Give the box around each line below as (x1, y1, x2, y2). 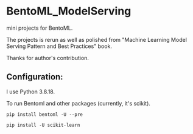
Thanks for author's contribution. (6, 54, 89, 61)
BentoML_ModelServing (6, 4, 132, 18)
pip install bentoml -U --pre (6, 111, 83, 118)
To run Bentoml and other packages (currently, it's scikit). (6, 99, 151, 107)
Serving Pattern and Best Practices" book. (6, 42, 113, 50)
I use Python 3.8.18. (6, 88, 55, 95)
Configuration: (6, 72, 63, 82)
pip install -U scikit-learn (6, 122, 80, 128)
